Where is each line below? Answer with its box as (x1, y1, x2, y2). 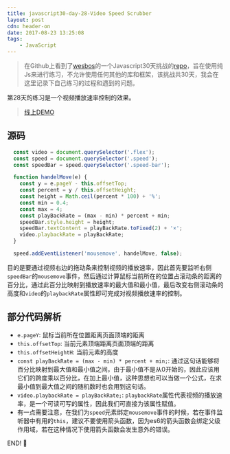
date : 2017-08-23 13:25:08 (7, 29, 84, 36)
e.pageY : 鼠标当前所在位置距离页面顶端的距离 (16, 330, 145, 339)
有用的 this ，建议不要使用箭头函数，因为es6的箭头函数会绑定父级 (35, 416, 221, 424)
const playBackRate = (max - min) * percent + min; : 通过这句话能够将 (16, 356, 220, 365)
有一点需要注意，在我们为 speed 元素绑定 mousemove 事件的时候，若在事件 (16, 408, 218, 416)
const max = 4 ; (19, 205, 63, 213)
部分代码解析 (7, 311, 62, 323)
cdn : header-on (7, 23, 51, 30)
